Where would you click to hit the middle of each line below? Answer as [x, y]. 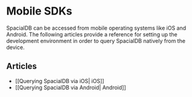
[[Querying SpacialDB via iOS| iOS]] [60, 81]
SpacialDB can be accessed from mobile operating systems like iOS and [96, 28]
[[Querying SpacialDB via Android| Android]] [70, 87]
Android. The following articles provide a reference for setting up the [92, 34]
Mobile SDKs [39, 11]
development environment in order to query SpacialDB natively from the [96, 41]
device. [15, 47]
